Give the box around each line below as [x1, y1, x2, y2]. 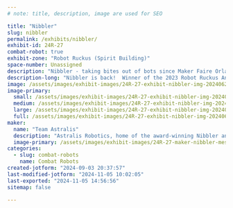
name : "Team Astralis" [13, 125, 79, 132]
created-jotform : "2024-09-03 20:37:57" [7, 164, 126, 171]
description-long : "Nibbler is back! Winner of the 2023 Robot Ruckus [7, 74, 218, 81]
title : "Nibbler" [7, 22, 58, 30]
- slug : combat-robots [13, 152, 79, 159]
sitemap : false [7, 184, 51, 191]
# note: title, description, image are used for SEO [7, 10, 163, 17]
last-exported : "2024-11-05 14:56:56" [7, 177, 119, 184]
